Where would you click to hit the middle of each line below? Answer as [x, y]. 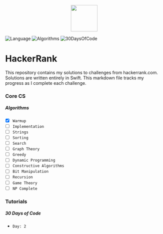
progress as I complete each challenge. [46, 83]
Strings [20, 132]
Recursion [23, 177]
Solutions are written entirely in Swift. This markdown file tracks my [74, 78]
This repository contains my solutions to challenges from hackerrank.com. [82, 72]
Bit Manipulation [30, 172]
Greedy [19, 155]
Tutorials [16, 201]
